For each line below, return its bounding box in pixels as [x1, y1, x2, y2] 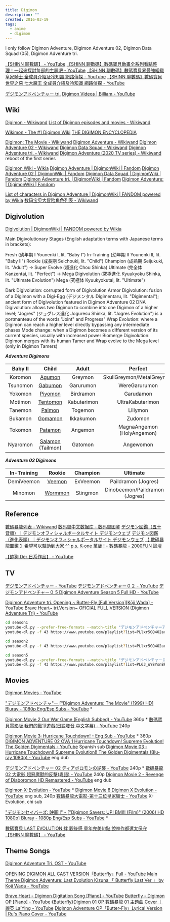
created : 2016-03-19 [5, 17, 49, 22]
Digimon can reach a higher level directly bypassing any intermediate [5, 321, 150, 328]
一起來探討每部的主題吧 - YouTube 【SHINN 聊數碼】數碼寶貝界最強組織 [14, 67, 164, 73]
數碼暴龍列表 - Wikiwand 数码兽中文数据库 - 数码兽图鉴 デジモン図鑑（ [5, 524, 153, 530]
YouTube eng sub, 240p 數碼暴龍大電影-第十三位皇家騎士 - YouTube [5, 793, 148, 799]
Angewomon [123, 441, 153, 448]
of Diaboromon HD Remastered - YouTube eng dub [5, 777, 112, 783]
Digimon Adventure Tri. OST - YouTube [5, 860, 87, 866]
